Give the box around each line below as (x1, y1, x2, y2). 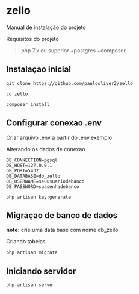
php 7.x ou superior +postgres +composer (20, 46, 126, 54)
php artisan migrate (6, 249, 58, 256)
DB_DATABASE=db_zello (6, 173, 61, 179)
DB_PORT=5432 (6, 167, 39, 174)
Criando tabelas (6, 238, 46, 245)
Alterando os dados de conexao (6, 145, 85, 152)
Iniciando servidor (6, 266, 76, 276)
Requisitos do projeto (6, 35, 59, 42)
